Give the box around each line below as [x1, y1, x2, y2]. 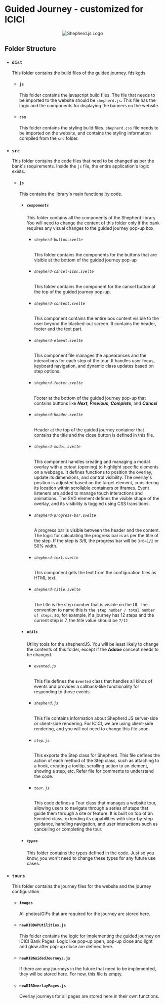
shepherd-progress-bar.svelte [34, 513, 96, 518]
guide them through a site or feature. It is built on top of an [34, 810, 153, 816]
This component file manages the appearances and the [34, 352, 147, 359]
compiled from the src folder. [19, 135, 79, 141]
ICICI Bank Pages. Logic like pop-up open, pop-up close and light [19, 938, 153, 944]
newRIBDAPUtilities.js [19, 923, 66, 928]
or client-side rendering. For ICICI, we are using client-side [34, 720, 154, 726]
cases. [26, 861, 41, 867]
